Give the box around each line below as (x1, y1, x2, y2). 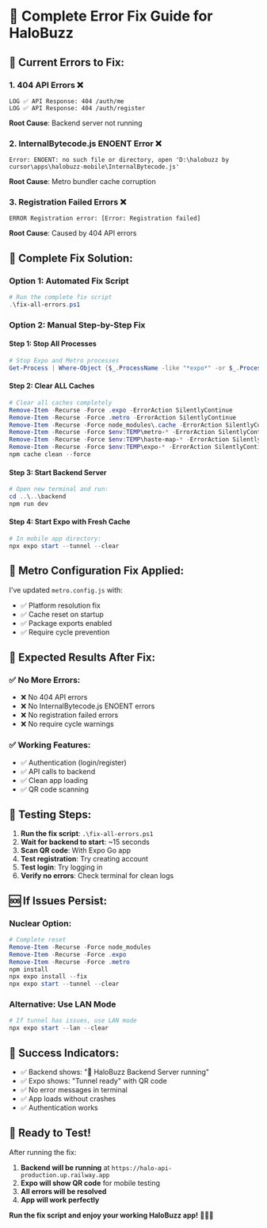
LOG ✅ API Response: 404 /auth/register (9, 104, 146, 112)
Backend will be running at (20, 1162, 110, 1172)
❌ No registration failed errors (20, 710, 119, 720)
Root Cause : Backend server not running (9, 118, 143, 128)
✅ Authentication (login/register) (20, 758, 128, 767)
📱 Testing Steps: (9, 808, 92, 821)
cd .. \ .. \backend (9, 493, 67, 501)
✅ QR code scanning (20, 785, 90, 794)
